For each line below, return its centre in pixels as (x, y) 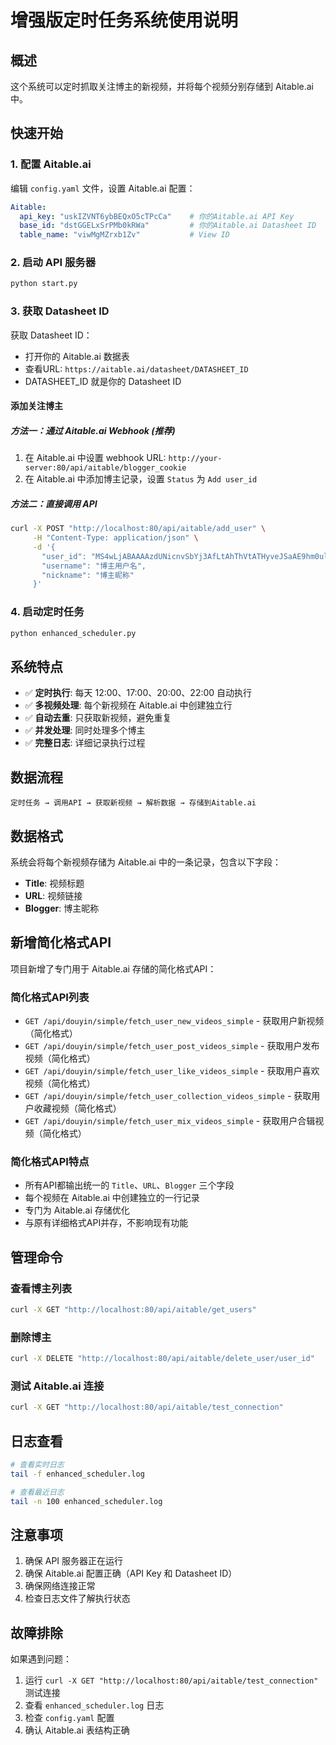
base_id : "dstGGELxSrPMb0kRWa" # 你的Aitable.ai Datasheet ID (168, 226)
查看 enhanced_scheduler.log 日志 (94, 1705)
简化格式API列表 (50, 997)
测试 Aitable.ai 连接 (57, 1386)
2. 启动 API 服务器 (53, 263)
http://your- (195, 459)
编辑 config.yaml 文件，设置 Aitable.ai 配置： (103, 188)
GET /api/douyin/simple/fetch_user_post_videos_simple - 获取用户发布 (172, 1046)
